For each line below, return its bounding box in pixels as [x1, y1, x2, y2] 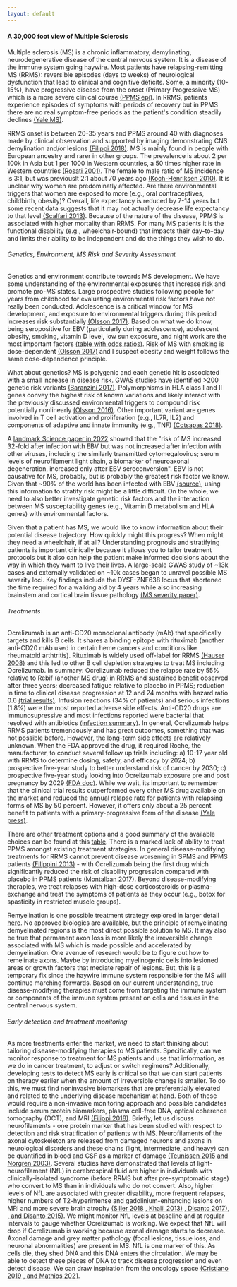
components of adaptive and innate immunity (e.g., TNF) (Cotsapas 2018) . [7, 421, 224, 429]
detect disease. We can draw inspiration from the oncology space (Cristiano [7, 1264, 229, 1273]
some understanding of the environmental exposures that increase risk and [7, 280, 226, 288]
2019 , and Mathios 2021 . [7, 1271, 80, 1280]
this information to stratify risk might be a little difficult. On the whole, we [7, 487, 219, 496]
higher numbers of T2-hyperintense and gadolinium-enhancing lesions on [7, 1197, 223, 1205]
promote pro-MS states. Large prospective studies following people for [7, 287, 214, 296]
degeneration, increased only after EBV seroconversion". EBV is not [7, 465, 204, 473]
